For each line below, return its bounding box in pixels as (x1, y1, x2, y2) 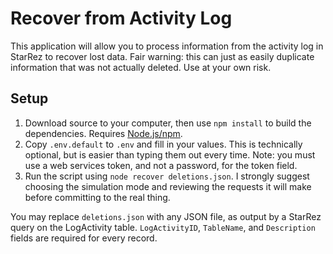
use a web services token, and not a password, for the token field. (24, 159, 298, 171)
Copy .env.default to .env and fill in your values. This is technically (24, 138, 303, 150)
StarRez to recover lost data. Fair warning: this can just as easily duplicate (10, 50, 315, 62)
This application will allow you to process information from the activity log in (10, 40, 324, 52)
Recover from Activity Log (10, 7, 233, 30)
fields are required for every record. (10, 232, 158, 244)
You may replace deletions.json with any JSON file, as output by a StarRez (10, 210, 322, 222)
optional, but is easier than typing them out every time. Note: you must (24, 148, 316, 161)
